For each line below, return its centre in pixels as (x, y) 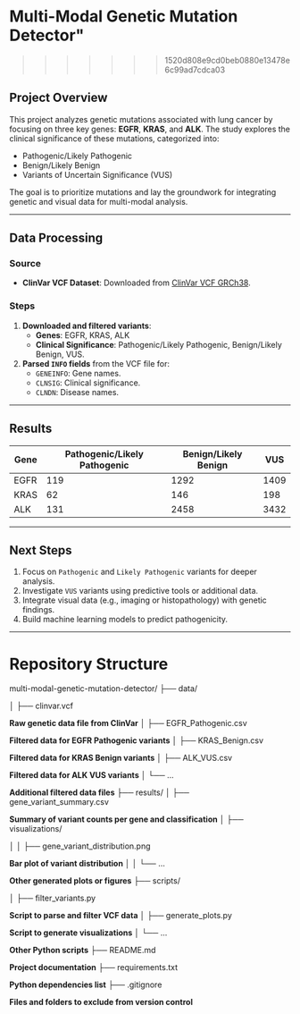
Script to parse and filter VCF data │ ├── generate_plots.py (121, 916)
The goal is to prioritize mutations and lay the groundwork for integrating (143, 192)
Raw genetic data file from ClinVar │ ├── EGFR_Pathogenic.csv (128, 723)
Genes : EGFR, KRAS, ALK (83, 335)
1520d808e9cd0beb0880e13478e (227, 60)
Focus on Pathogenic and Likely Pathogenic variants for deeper (139, 572)
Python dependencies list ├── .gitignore (86, 984)
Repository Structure (89, 664)
